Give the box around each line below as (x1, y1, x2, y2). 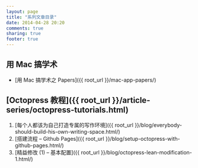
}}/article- (111, 95, 151, 105)
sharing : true (6, 31, 41, 37)
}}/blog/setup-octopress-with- (106, 135, 180, 142)
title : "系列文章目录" (6, 14, 57, 20)
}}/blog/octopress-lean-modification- (100, 148, 193, 156)
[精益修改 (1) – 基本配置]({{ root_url (14, 148, 100, 156)
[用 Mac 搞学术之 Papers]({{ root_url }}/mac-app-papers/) (14, 76, 157, 83)
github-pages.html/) (14, 141, 64, 148)
